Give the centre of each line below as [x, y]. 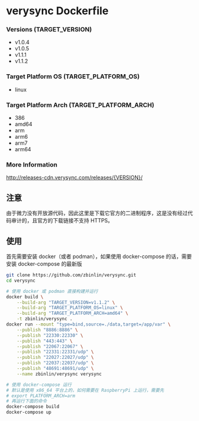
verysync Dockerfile [57, 11]
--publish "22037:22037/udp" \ [55, 363]
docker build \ [25, 297]
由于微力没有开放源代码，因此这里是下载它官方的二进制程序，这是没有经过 [97, 213]
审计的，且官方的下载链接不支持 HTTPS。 [62, 221]
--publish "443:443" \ [45, 341]
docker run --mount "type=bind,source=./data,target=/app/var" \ [88, 324]
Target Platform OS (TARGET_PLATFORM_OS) [73, 76]
